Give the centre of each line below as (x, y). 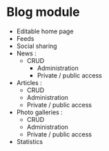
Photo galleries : (39, 112)
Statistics (30, 141)
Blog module (43, 12)
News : (27, 53)
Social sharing (37, 46)
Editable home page (45, 31)
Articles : (29, 82)
